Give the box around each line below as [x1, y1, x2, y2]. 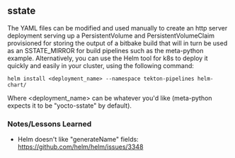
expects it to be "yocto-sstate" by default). [7, 101, 132, 110]
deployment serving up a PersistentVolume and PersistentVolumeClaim [7, 31, 214, 40]
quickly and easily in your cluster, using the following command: [7, 61, 195, 69]
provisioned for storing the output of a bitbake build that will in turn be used [7, 38, 228, 47]
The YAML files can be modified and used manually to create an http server [7, 23, 228, 32]
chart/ [7, 81, 27, 89]
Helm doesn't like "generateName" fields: [17, 135, 139, 144]
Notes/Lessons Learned [7, 119, 92, 129]
